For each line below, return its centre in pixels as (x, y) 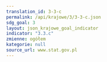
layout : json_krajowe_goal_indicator (52, 28)
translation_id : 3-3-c (34, 12)
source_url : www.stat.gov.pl (42, 50)
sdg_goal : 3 (21, 22)
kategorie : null (26, 45)
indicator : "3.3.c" (30, 34)
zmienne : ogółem (26, 39)
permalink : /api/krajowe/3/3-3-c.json (53, 17)
